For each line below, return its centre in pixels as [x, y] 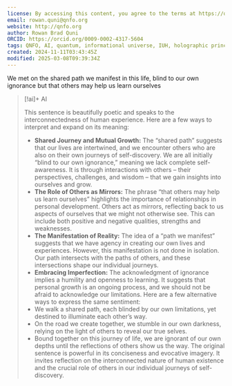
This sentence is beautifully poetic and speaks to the [99, 112]
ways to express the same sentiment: [87, 302]
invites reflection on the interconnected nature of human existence [129, 360]
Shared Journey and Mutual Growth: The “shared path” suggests [128, 140]
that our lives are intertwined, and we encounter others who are [125, 147]
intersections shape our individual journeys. [96, 265]
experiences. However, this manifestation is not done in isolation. [127, 250]
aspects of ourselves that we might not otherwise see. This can [125, 213]
